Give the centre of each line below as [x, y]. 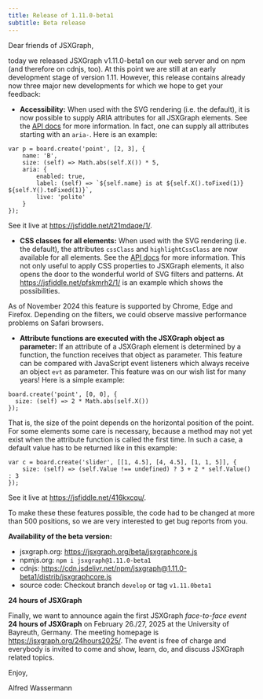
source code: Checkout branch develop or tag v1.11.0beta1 [115, 585]
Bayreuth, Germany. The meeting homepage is [84, 632]
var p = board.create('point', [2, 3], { [77, 149]
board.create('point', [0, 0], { [63, 394]
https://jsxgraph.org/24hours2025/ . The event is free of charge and [117, 640]
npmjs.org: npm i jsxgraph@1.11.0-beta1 [85, 560]
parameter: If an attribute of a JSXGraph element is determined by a [130, 346]
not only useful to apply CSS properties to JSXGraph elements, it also [132, 265]
